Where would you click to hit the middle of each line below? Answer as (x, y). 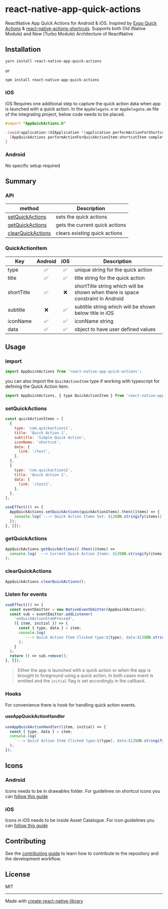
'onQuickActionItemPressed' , (44, 619)
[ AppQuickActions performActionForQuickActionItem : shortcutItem (78, 137)
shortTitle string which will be (109, 286)
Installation (23, 49)
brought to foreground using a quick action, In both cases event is (85, 675)
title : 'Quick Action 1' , (41, 433)
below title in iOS (94, 313)
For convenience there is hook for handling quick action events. (71, 705)
